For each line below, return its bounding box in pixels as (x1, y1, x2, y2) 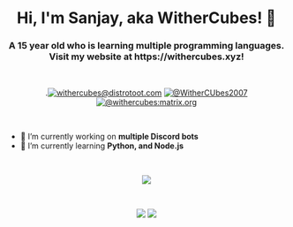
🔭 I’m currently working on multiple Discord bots (19, 132, 199, 142)
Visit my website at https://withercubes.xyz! (49, 50, 244, 63)
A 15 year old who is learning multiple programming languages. (8, 40, 285, 52)
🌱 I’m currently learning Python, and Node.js (19, 140, 184, 151)
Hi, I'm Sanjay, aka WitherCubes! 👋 (17, 8, 276, 28)
